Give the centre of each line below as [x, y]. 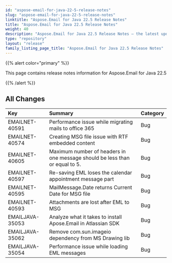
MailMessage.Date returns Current [90, 187]
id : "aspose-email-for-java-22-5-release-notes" [58, 10]
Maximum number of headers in [88, 152]
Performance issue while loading [88, 247]
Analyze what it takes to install [85, 217]
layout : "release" [25, 44]
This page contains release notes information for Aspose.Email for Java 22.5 [86, 73]
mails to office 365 [72, 128]
